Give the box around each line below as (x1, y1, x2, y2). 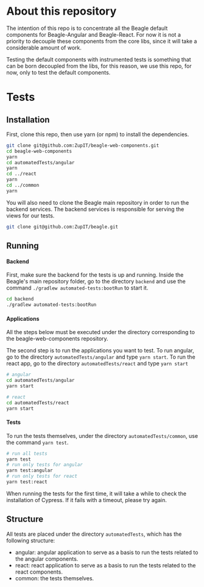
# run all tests (6, 450, 47, 456)
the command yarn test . (6, 439, 69, 446)
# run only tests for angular (6, 462, 83, 468)
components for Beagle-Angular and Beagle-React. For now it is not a (6, 31, 181, 38)
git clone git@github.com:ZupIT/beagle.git (6, 224, 119, 230)
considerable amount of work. (6, 44, 82, 51)
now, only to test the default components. (6, 68, 111, 76)
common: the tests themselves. (15, 574, 94, 582)
